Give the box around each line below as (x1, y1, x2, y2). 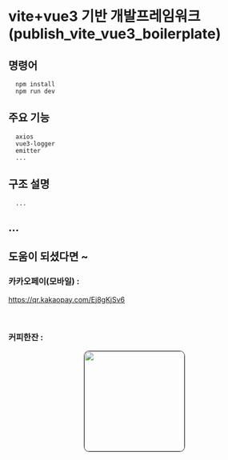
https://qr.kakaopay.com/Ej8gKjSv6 (8, 294, 126, 304)
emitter (15, 146, 42, 154)
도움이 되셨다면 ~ (8, 250, 89, 264)
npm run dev (15, 87, 56, 95)
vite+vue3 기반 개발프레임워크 (8, 7, 202, 26)
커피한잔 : (8, 331, 44, 342)
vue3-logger (15, 139, 56, 148)
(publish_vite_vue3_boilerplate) (8, 25, 222, 43)
